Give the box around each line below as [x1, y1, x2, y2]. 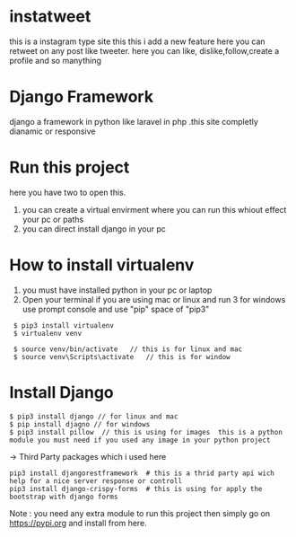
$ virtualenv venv [13, 329, 83, 338]
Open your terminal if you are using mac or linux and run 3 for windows [22, 294, 286, 304]
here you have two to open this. [9, 187, 126, 198]
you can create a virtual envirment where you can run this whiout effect [22, 204, 287, 215]
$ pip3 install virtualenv [13, 321, 115, 330]
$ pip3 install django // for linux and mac [9, 411, 178, 421]
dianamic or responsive [9, 126, 96, 136]
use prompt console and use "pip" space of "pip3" [22, 304, 210, 314]
